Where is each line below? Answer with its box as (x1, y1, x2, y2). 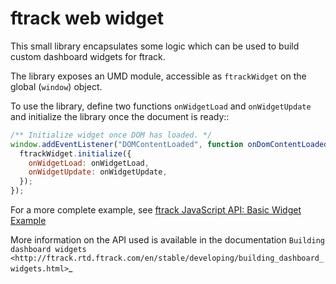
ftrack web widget (10, 7, 164, 30)
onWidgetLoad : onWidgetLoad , (28, 158, 150, 168)
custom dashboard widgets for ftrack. (10, 50, 166, 62)
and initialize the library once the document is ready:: (10, 110, 230, 122)
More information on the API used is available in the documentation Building (10, 234, 325, 246)
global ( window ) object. (10, 80, 103, 92)
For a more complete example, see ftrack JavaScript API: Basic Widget (10, 204, 302, 216)
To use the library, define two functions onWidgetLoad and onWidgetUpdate (10, 100, 312, 112)
